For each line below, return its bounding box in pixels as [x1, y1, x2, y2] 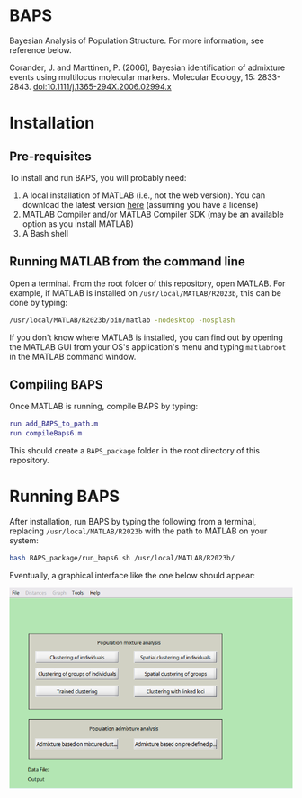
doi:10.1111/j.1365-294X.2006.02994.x [32, 81, 173, 92]
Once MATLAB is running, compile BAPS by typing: [9, 401, 199, 412]
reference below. [9, 44, 72, 55]
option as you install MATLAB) [22, 218, 135, 229]
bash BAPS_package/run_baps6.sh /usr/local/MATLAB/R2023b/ [9, 554, 235, 563]
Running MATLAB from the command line [9, 254, 245, 270]
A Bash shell [22, 228, 69, 238]
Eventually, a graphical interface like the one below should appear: [9, 570, 256, 580]
